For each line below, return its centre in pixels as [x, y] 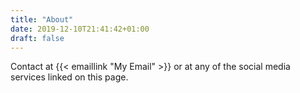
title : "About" [42, 19]
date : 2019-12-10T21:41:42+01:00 [80, 29]
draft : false [37, 38]
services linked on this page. [69, 77]
